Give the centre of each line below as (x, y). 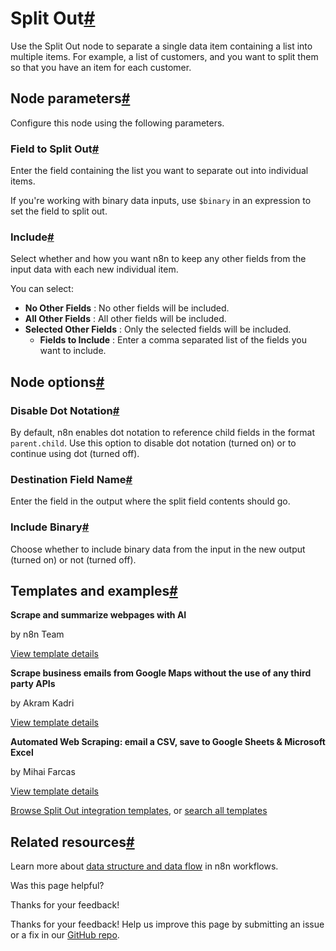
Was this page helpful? (57, 886)
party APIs (33, 684)
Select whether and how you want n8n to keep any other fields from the (158, 259)
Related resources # (72, 842)
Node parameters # (70, 98)
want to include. (73, 351)
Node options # (57, 382)
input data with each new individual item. (94, 269)
